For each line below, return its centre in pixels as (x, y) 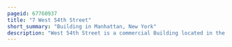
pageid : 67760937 (32, 13)
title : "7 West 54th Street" (49, 20)
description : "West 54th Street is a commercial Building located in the (116, 33)
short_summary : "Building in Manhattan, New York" (82, 26)
